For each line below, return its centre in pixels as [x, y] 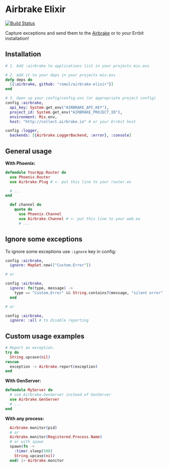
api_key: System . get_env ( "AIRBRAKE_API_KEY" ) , [59, 107]
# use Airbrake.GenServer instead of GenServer [61, 395]
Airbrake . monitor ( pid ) [33, 428]
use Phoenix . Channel [40, 214]
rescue [12, 362]
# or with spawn [27, 442]
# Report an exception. [30, 348]
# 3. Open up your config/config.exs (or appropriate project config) [81, 98]
